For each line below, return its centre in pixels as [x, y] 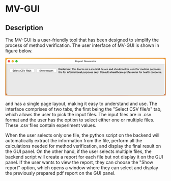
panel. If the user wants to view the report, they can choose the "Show [79, 162]
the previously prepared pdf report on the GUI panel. [61, 173]
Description [24, 28]
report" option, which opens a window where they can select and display [82, 167]
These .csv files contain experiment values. [51, 125]
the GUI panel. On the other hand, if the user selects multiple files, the [78, 151]
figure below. [19, 51]
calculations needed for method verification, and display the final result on [83, 146]
